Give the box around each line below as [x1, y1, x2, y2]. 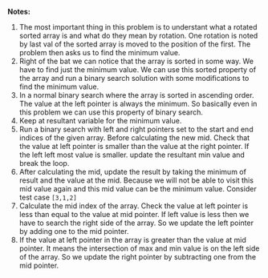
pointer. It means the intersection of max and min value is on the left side [18, 244, 260, 253]
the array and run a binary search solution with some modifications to [18, 74, 250, 83]
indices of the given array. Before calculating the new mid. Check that [18, 133, 250, 143]
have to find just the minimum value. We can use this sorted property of [18, 65, 257, 75]
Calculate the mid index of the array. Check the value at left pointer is [18, 201, 249, 211]
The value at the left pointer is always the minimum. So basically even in [18, 99, 258, 108]
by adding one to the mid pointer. [18, 227, 129, 236]
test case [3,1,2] [18, 192, 77, 202]
